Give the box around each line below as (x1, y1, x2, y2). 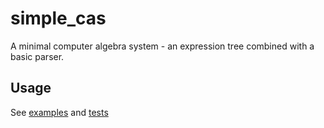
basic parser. (10, 50, 65, 62)
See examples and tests (10, 106, 109, 118)
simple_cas (10, 7, 107, 30)
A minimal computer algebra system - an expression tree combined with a (10, 40, 315, 52)
